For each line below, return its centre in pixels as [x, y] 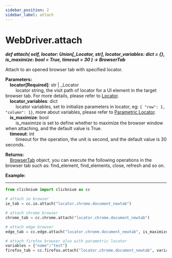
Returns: [15, 155]
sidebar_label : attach [29, 15]
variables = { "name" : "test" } [36, 246]
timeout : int [22, 134]
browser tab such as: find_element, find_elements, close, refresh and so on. [85, 166]
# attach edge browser [29, 227]
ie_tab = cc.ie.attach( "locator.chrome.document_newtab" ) [68, 204]
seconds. [15, 145]
